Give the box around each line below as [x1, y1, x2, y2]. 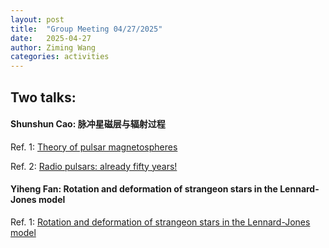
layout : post [10, 14, 65, 25]
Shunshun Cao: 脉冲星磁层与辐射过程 [10, 118, 166, 130]
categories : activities [10, 52, 110, 62]
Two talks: [10, 89, 77, 106]
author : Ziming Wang [10, 42, 97, 53]
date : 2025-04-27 [10, 33, 92, 43]
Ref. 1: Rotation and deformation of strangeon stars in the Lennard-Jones [10, 216, 311, 228]
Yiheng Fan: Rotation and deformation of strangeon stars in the [10, 183, 278, 195]
